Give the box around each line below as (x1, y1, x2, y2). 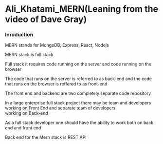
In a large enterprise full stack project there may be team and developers (5, 100, 151, 106)
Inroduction (5, 31, 33, 38)
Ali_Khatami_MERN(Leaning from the (5, 3, 159, 15)
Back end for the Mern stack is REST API (5, 134, 87, 140)
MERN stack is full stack (5, 52, 54, 58)
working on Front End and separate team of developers (5, 105, 116, 111)
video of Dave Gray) (5, 14, 87, 25)
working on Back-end (5, 110, 49, 116)
